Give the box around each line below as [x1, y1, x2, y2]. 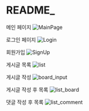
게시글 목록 [6, 61, 32, 68]
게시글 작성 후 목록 [6, 86, 49, 93]
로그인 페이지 [6, 36, 36, 43]
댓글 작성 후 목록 [6, 98, 44, 106]
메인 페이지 [6, 23, 32, 31]
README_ [6, 4, 55, 17]
